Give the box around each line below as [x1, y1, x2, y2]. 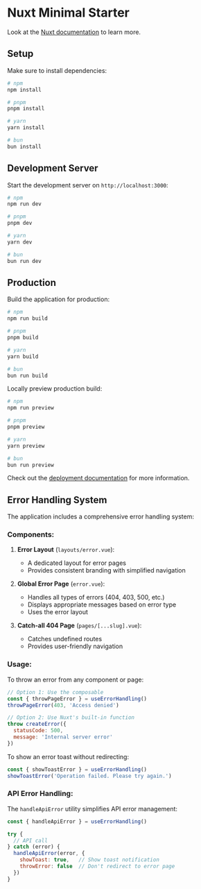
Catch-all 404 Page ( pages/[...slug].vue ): [17, 621, 142, 629]
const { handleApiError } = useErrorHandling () [7, 818, 148, 825]
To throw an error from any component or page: [7, 675, 144, 684]
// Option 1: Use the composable [7, 688, 104, 695]
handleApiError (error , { [13, 850, 85, 857]
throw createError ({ [7, 720, 67, 728]
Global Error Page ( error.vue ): [17, 579, 105, 588]
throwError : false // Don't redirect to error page [19, 863, 175, 870]
